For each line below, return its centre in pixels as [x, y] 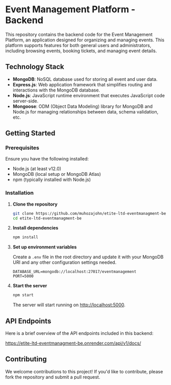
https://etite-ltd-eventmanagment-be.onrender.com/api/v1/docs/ [73, 343]
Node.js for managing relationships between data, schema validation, [86, 111]
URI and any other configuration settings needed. [64, 262]
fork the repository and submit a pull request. [53, 377]
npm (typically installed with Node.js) [52, 179]
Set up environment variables [45, 247]
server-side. [26, 101]
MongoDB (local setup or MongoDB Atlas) [57, 174]
